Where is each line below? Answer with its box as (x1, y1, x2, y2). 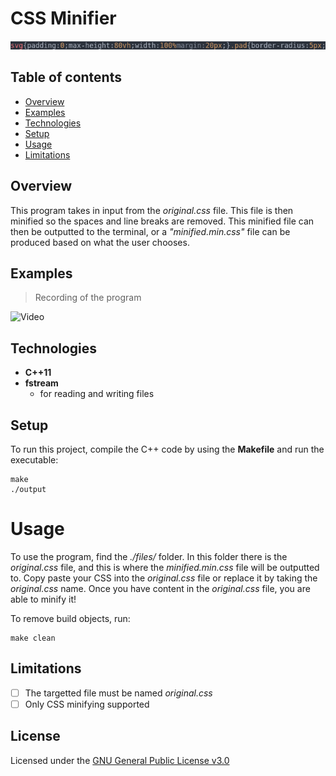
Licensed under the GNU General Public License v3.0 (10, 754, 230, 766)
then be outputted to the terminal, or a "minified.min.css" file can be (10, 225, 291, 237)
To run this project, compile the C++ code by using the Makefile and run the (10, 443, 325, 455)
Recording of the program (34, 292, 142, 304)
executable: (10, 454, 59, 466)
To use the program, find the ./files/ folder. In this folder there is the (10, 550, 288, 562)
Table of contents (10, 69, 122, 86)
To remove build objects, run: (10, 612, 131, 624)
